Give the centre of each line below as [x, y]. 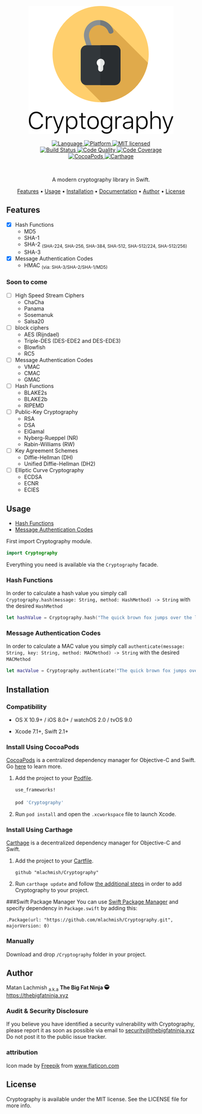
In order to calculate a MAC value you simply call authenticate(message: [96, 646]
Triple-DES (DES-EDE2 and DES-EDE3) [72, 340]
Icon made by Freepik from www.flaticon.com [63, 1065]
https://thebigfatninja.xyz [37, 996]
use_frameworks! [35, 790]
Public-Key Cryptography [46, 412]
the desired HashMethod [35, 606]
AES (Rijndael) [41, 334]
